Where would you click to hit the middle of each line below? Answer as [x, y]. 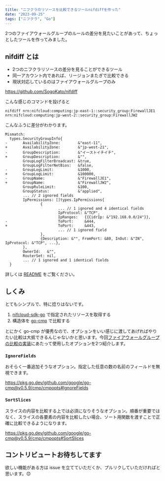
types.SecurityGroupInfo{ [36, 139]
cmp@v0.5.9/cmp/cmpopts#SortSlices [45, 438]
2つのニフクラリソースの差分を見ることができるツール [67, 69]
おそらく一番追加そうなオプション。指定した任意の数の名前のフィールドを [81, 367]
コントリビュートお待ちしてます [53, 455]
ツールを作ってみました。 [44, 39]
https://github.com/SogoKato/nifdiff [41, 92]
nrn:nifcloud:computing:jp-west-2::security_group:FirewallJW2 [71, 115]
